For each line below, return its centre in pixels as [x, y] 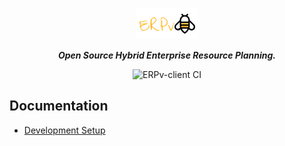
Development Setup [64, 130]
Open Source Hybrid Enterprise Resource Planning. [167, 55]
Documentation [59, 106]
